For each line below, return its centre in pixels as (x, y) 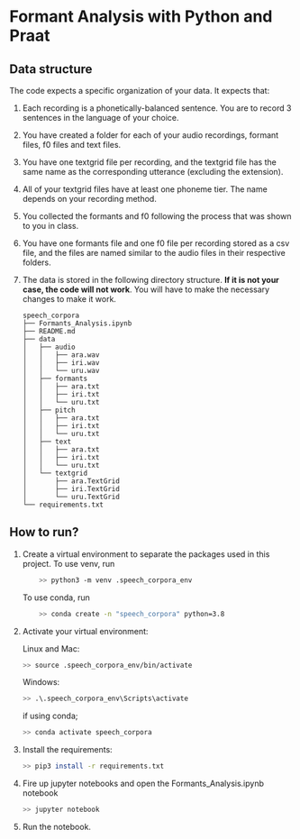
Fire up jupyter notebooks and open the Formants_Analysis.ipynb (143, 784)
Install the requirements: (67, 750)
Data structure (51, 69)
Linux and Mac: (51, 648)
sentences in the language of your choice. (100, 118)
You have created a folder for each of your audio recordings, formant (150, 135)
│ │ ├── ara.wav (61, 355)
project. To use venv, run (68, 563)
